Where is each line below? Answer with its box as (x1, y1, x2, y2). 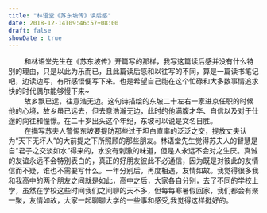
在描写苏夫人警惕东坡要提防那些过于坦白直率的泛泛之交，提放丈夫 (24, 126, 240, 136)
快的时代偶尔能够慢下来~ (8, 87, 90, 96)
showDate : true (8, 33, 62, 42)
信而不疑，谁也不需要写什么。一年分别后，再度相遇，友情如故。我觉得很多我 (8, 166, 259, 176)
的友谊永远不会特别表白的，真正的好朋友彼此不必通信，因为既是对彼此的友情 (8, 156, 259, 165)
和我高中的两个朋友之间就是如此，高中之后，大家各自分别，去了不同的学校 (8, 176, 252, 185)
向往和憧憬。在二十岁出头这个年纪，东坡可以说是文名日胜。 (21, 116, 217, 126)
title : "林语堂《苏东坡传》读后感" (8, 11, 112, 20)
